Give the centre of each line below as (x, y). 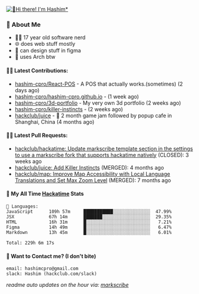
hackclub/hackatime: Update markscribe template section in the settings (104, 148)
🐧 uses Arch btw (35, 57)
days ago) (27, 90)
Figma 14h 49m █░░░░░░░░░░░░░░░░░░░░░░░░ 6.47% (89, 227)
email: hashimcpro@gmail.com (42, 269)
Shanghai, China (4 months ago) (55, 121)
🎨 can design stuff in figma (48, 51)
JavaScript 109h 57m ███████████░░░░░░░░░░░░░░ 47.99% (89, 211)
